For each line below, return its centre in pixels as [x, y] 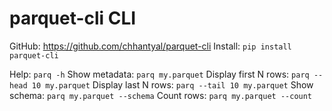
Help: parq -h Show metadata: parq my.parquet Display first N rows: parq [159, 74]
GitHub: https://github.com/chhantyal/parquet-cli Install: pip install [150, 46]
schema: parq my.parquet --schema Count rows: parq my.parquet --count [161, 95]
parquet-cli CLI [73, 18]
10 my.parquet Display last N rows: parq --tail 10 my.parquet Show [172, 84]
